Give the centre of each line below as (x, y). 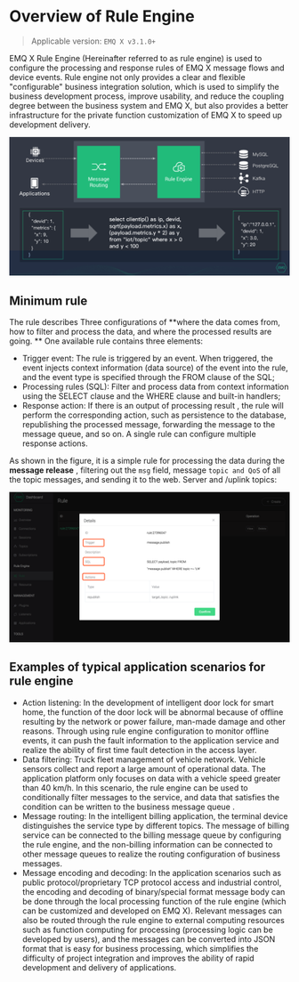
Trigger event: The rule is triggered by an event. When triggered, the (148, 359)
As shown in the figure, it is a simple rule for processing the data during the (147, 461)
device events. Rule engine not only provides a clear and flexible (128, 77)
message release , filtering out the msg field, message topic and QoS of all (145, 470)
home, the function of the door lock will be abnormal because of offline (153, 712)
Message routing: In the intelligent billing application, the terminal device (155, 816)
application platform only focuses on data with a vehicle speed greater (151, 778)
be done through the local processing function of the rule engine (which (154, 901)
